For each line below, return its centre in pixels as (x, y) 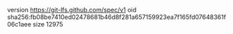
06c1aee (19, 24)
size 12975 (48, 24)
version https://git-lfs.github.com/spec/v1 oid (72, 10)
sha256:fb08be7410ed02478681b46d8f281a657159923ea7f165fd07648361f (116, 17)
